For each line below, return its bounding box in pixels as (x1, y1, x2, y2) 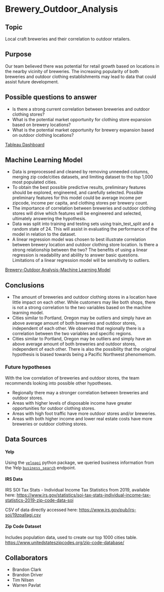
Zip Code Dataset (5, 523, 42, 529)
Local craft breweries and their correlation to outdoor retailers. (5, 36, 131, 42)
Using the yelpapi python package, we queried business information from (5, 460, 154, 465)
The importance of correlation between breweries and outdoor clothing (12, 205, 156, 211)
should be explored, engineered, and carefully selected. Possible (12, 190, 143, 196)
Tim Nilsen (12, 577, 34, 583)
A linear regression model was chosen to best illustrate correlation (12, 236, 146, 242)
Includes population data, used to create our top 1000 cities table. (5, 534, 138, 540)
